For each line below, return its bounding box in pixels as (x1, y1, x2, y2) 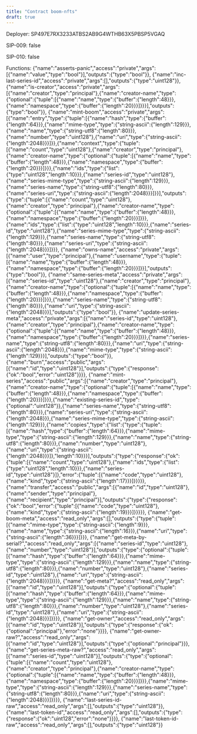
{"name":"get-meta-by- (89, 533, 147, 540)
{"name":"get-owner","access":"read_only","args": (62, 615, 185, 622)
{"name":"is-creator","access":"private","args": (6, 83, 120, 90)
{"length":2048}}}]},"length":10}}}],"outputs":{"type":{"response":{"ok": (6, 452, 181, 459)
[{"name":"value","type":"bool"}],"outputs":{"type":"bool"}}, (6, 71, 151, 78)
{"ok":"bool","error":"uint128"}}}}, (6, 371, 88, 378)
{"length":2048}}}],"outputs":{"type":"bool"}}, (6, 308, 118, 315)
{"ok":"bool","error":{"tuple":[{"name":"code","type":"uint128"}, (6, 502, 160, 509)
